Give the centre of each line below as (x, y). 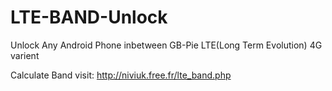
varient (25, 55)
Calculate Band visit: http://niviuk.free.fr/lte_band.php (121, 75)
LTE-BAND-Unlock (89, 17)
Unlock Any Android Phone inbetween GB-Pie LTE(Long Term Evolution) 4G (166, 45)
